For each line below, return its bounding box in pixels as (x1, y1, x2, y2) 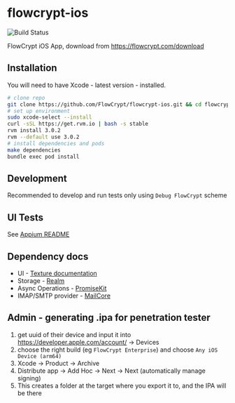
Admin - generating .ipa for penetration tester (7, 312, 211, 324)
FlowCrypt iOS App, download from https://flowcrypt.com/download (7, 41, 204, 50)
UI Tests (7, 211, 44, 223)
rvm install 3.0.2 (7, 127, 61, 134)
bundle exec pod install (7, 153, 80, 160)
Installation (7, 62, 57, 74)
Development (7, 172, 68, 184)
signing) (17, 374, 41, 382)
